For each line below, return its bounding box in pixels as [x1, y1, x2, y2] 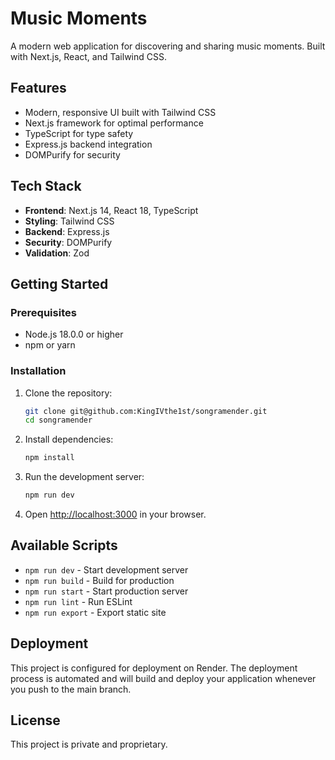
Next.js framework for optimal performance [24, 117, 204, 129]
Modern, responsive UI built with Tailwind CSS [24, 106, 217, 118]
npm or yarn [24, 339, 76, 351]
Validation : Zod [24, 247, 90, 259]
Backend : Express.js [24, 225, 110, 237]
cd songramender [24, 415, 93, 426]
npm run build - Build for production [24, 574, 175, 586]
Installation [10, 364, 67, 378]
